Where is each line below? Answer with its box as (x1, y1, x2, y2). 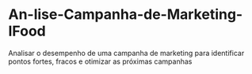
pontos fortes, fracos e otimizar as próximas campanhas (8, 57, 193, 66)
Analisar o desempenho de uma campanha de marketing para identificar (8, 48, 245, 57)
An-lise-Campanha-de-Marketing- (8, 6, 243, 24)
